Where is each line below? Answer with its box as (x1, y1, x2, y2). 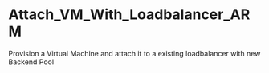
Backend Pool (8, 57, 55, 67)
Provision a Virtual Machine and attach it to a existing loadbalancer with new (8, 48, 261, 58)
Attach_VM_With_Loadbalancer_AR (8, 6, 251, 24)
